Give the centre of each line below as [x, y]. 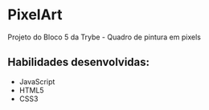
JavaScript [37, 81]
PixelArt [35, 15]
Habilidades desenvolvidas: [79, 62]
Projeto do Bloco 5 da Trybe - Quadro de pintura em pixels [104, 37]
